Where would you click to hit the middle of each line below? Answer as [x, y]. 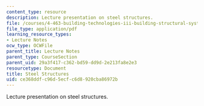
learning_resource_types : [39, 35]
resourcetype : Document [36, 68]
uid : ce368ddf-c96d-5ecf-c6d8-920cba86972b [62, 79]
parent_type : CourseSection [42, 57]
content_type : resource [36, 12]
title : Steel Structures [38, 74]
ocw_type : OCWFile [29, 46]
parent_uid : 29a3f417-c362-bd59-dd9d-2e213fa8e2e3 [72, 62]
